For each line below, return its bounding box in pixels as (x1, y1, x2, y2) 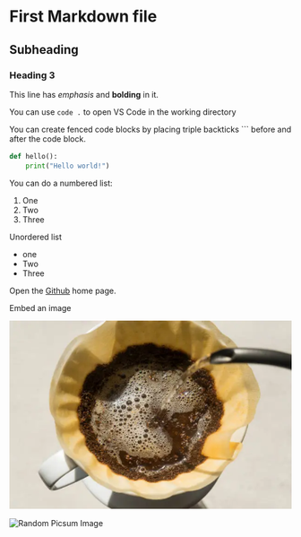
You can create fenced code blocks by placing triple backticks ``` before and (9, 124, 292, 134)
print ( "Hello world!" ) (25, 161, 110, 170)
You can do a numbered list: (9, 178, 113, 188)
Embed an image (9, 302, 72, 313)
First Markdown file (9, 6, 158, 27)
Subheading (9, 42, 79, 57)
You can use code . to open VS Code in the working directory (9, 106, 236, 117)
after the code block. (9, 133, 87, 144)
